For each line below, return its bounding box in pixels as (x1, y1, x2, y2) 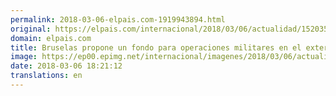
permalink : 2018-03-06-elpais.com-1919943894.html (10, 14, 226, 25)
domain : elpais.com (10, 33, 92, 43)
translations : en (10, 71, 83, 81)
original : (10, 24, 52, 34)
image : (10, 52, 38, 62)
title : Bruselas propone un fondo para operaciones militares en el (10, 42, 302, 53)
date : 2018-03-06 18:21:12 (10, 61, 123, 71)
